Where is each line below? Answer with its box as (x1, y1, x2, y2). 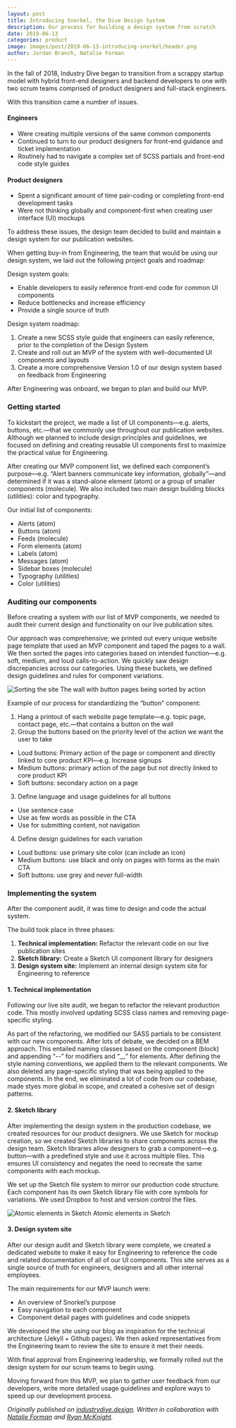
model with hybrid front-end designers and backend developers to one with (7, 76, 228, 85)
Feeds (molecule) (17, 534, 68, 543)
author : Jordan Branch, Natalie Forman (7, 50, 125, 57)
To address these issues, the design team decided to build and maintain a (7, 227, 221, 236)
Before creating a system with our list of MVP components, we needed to (7, 612, 220, 621)
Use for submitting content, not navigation (17, 821, 140, 829)
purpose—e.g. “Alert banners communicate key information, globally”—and (7, 469, 226, 478)
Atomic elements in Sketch (92, 1209, 170, 1217)
